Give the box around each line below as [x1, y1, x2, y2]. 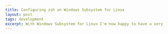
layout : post [5, 12, 33, 17]
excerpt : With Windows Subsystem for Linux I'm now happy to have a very [5, 21, 163, 26]
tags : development [5, 16, 44, 21]
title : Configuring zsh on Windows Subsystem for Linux [5, 7, 125, 12]
